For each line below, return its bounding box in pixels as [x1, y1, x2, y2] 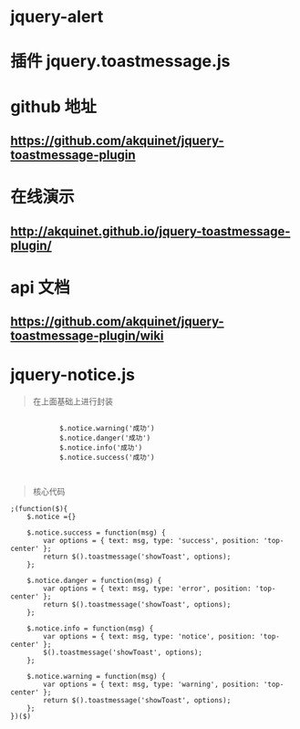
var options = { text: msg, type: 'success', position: [43, 536, 260, 546]
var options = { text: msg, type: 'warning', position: [43, 680, 260, 690]
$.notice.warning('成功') [58, 424, 155, 433]
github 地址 [10, 96, 97, 117]
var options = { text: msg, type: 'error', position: [43, 584, 252, 594]
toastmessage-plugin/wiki [10, 328, 164, 344]
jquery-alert [10, 6, 104, 27]
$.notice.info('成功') [58, 443, 143, 453]
